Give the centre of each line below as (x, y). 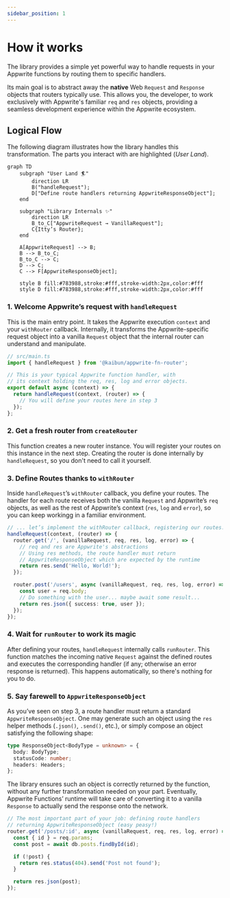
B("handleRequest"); (61, 187)
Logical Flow (35, 130)
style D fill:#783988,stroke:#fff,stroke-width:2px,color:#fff (112, 290)
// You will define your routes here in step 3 (88, 400)
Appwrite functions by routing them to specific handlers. (87, 73)
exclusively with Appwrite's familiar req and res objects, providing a (102, 102)
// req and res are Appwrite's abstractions (84, 546)
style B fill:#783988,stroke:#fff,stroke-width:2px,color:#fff (112, 284)
